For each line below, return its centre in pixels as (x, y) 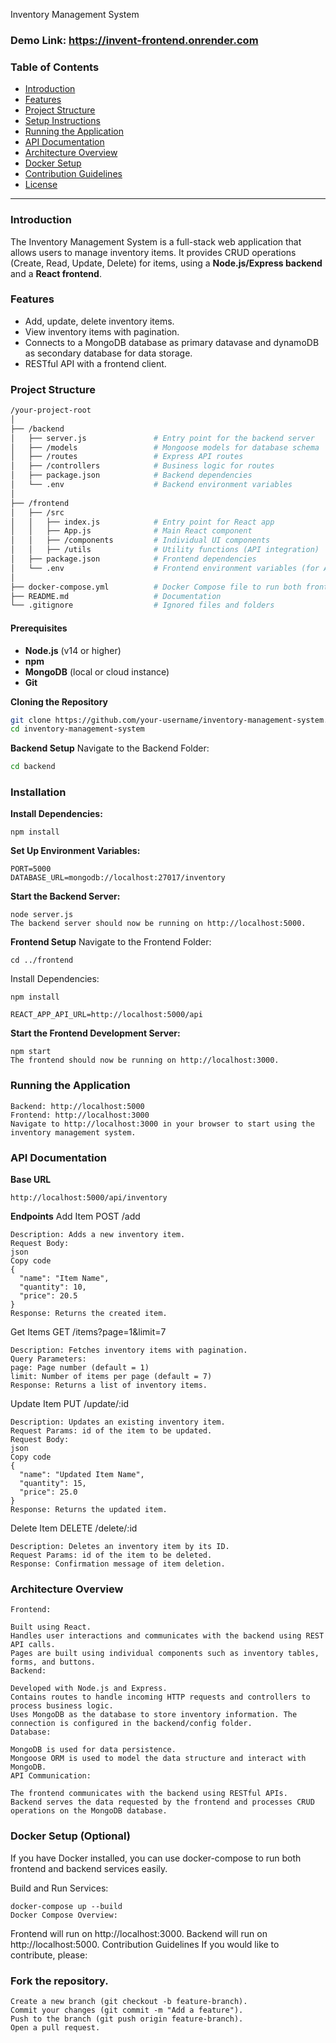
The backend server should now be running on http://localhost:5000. (158, 924)
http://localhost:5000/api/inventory (89, 1198)
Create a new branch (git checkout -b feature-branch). (129, 2001)
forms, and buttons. (53, 1662)
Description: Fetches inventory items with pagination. (129, 1350)
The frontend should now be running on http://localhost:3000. (145, 1060)
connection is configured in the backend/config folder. (131, 1724)
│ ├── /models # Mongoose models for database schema (165, 447)
